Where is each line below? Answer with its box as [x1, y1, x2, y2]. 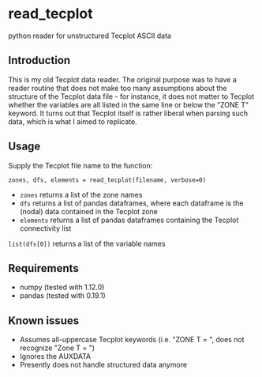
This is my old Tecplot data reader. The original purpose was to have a [8, 74, 237, 84]
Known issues [8, 314, 80, 327]
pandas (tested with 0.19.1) [19, 291, 107, 300]
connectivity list [19, 223, 72, 233]
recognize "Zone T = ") [19, 343, 95, 352]
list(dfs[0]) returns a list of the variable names [8, 239, 166, 248]
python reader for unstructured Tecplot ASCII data [8, 31, 172, 40]
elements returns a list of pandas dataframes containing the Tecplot [19, 215, 239, 224]
